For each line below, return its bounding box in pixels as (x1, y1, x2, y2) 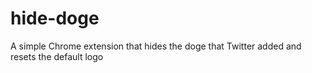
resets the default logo (10, 50, 104, 62)
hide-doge (10, 7, 100, 30)
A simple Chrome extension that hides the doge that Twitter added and (10, 40, 302, 52)
